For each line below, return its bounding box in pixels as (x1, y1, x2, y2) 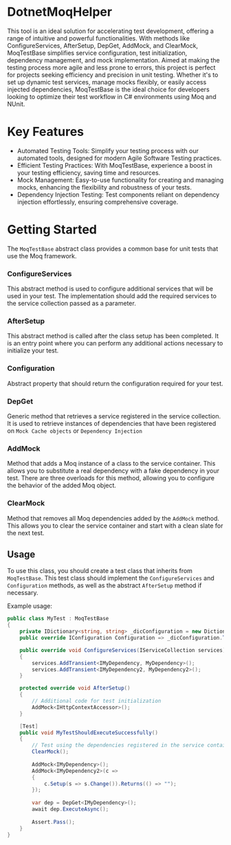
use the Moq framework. (7, 251, 77, 260)
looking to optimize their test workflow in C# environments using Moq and (7, 92, 217, 100)
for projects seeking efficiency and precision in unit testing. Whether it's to (7, 70, 219, 79)
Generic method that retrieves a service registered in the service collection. (7, 412, 221, 420)
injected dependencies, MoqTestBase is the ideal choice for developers (7, 85, 210, 93)
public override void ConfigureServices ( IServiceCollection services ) (19, 646, 226, 653)
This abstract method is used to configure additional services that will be (7, 284, 213, 293)
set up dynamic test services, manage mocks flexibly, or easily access (7, 78, 207, 86)
